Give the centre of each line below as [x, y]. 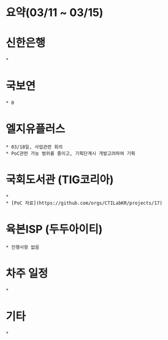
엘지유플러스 [36, 129]
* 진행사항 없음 [23, 247]
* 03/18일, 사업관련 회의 [34, 147]
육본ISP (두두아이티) [54, 230]
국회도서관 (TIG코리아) [60, 180]
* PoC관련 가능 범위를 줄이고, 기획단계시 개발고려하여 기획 [71, 154]
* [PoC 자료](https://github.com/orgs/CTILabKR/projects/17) [84, 203]
